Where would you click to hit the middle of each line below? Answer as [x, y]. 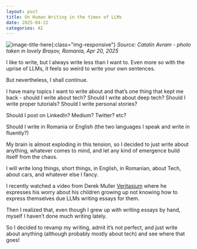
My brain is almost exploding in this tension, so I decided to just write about [98, 144]
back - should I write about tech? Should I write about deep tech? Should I [96, 98]
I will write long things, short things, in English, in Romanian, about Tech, [94, 168]
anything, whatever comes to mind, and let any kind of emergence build [93, 151]
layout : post [22, 11]
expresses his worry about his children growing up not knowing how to [92, 192]
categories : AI [25, 28]
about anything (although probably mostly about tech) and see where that [96, 234]
